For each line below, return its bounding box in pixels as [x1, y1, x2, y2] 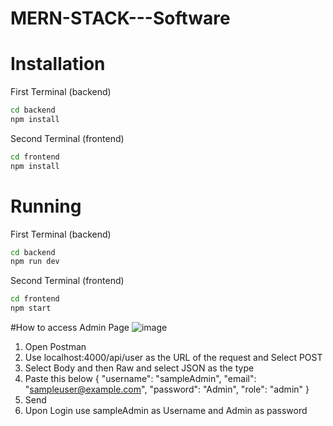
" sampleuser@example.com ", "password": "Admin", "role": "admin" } [24, 383, 310, 396]
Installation [10, 53, 106, 76]
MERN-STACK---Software [10, 7, 231, 30]
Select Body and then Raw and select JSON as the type [24, 362, 255, 374]
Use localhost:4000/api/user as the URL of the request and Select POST [24, 352, 323, 364]
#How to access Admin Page [10, 322, 130, 334]
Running [10, 195, 82, 217]
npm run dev [10, 257, 60, 267]
